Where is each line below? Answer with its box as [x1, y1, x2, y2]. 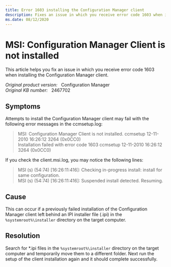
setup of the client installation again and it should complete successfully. [5, 256, 158, 262]
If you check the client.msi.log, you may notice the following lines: [5, 157, 144, 163]
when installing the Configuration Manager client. [5, 72, 109, 78]
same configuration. [17, 172, 60, 178]
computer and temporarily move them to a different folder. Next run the [5, 250, 154, 256]
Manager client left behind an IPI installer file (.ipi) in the [5, 211, 122, 217]
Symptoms [5, 102, 41, 111]
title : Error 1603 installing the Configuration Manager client [5, 7, 145, 13]
